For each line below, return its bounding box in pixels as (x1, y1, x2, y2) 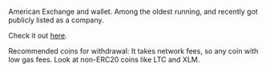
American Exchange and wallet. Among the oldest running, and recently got (8, 7, 258, 16)
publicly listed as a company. (8, 15, 104, 25)
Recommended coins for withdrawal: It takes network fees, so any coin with (8, 46, 259, 55)
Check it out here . (8, 31, 68, 40)
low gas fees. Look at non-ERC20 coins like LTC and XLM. (8, 55, 200, 64)
